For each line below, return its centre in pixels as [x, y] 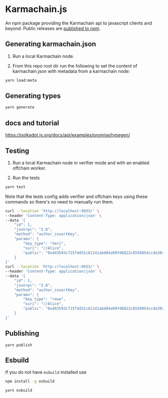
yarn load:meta [21, 80]
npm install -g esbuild [30, 381]
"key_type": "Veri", [44, 243]
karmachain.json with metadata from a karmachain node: [71, 71]
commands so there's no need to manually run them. [59, 201]
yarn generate [20, 107]
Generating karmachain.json [51, 44]
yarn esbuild [19, 390]
